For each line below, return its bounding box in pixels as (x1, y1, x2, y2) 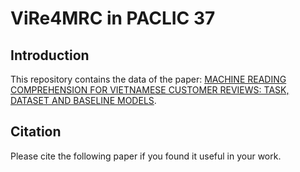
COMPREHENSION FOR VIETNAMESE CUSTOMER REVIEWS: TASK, (10, 84, 290, 96)
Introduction (10, 47, 90, 64)
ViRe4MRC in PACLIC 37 (10, 7, 216, 30)
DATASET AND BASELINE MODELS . (10, 95, 157, 106)
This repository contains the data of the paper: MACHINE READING (10, 73, 287, 85)
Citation (10, 123, 62, 141)
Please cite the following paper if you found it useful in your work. (10, 150, 282, 162)
